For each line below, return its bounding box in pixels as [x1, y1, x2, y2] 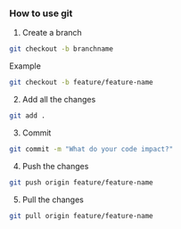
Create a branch [21, 28, 82, 38]
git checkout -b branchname [9, 45, 114, 53]
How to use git [9, 7, 73, 20]
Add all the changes [21, 94, 96, 105]
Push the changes [21, 160, 89, 171]
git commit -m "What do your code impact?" [9, 144, 174, 153]
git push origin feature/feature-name [9, 177, 153, 187]
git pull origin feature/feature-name [9, 211, 153, 220]
